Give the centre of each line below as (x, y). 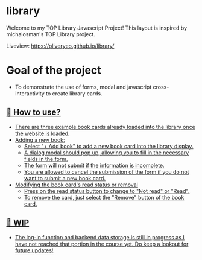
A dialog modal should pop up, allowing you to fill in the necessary (106, 153)
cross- (161, 87)
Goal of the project (54, 70)
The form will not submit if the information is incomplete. (94, 165)
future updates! (34, 250)
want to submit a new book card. (65, 178)
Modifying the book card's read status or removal (77, 185)
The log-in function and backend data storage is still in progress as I (100, 237)
